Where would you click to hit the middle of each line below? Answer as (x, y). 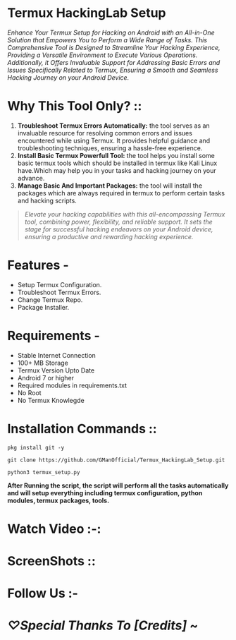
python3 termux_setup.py (44, 472)
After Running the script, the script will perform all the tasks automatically (118, 485)
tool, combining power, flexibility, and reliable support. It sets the (118, 222)
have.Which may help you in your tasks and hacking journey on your (117, 170)
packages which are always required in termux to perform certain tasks (121, 193)
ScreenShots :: (52, 561)
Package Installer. (43, 307)
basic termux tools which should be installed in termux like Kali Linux (117, 163)
